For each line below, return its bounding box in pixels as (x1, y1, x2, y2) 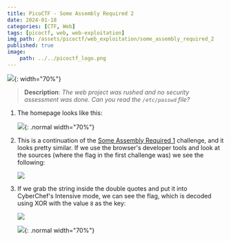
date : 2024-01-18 (7, 17, 57, 23)
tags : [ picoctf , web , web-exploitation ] (7, 29, 125, 36)
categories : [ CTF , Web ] (7, 23, 76, 30)
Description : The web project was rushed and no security (23, 87, 190, 96)
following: (17, 158, 46, 166)
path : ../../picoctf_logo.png (19, 55, 107, 62)
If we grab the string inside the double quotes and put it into (17, 184, 188, 193)
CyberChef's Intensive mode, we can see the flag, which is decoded (17, 191, 212, 200)
